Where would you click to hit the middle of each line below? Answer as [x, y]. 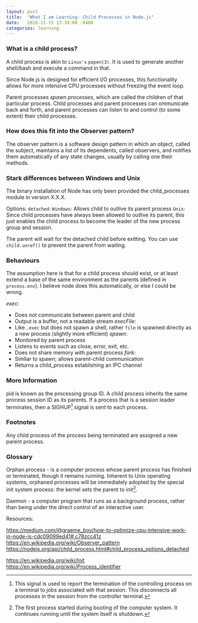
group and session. [29, 227]
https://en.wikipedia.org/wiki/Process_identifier [64, 566]
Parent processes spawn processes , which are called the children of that [95, 97]
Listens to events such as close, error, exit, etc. [72, 347]
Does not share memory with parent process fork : [75, 353]
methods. [18, 162]
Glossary [19, 456]
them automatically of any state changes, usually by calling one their [89, 156]
